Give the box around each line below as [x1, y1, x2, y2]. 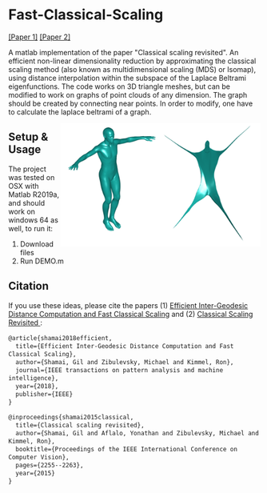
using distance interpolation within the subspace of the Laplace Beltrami [8, 73, 246, 82]
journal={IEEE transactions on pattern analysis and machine [15, 366, 224, 374]
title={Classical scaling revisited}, [15, 421, 145, 429]
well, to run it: [8, 223, 54, 233]
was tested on [8, 172, 55, 182]
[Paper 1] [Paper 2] [8, 32, 71, 42]
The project [8, 164, 46, 174]
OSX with [8, 181, 39, 190]
